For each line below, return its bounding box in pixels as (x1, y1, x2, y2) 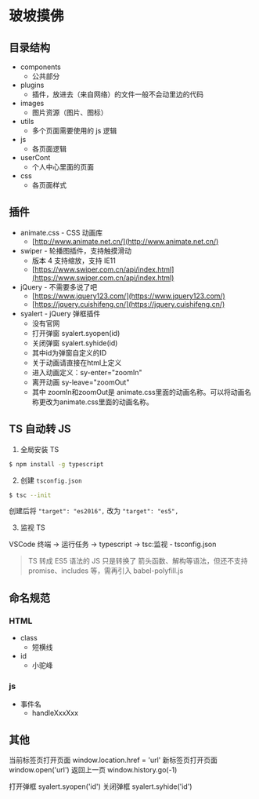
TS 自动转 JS (9, 422, 71, 436)
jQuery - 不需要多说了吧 (20, 282, 98, 291)
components (20, 62, 61, 71)
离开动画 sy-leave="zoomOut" (31, 378, 130, 387)
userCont (20, 153, 51, 162)
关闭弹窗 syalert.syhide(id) (31, 338, 118, 348)
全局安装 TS (20, 444, 59, 454)
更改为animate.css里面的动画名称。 (38, 397, 153, 407)
